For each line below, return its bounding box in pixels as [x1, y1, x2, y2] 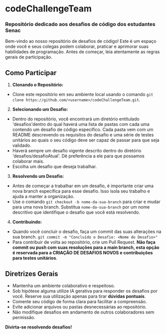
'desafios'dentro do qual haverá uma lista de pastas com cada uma [12, 121, 150, 127]
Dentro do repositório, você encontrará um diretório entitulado [12, 116, 140, 122]
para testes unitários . [12, 255, 58, 261]
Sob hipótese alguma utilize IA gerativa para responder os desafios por [12, 288, 158, 294]
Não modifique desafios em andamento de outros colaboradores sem [12, 309, 155, 315]
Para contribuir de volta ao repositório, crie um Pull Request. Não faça [12, 239, 156, 245]
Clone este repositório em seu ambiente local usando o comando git [12, 92, 154, 98]
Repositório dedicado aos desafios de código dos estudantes [5, 21, 156, 28]
